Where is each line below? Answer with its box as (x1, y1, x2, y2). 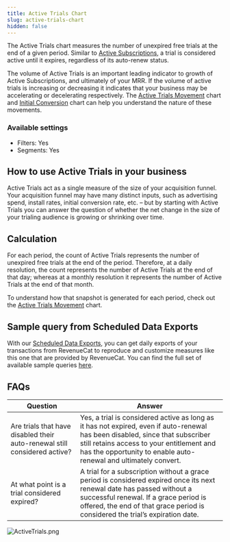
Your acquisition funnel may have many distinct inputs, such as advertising (7, 191, 218, 200)
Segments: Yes (16, 145, 60, 154)
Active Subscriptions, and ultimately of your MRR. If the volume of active (7, 77, 212, 85)
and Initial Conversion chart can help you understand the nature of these (7, 99, 212, 107)
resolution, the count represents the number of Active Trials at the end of (7, 266, 214, 274)
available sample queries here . (7, 361, 94, 369)
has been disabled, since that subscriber (79, 429, 211, 439)
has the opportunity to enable (79, 447, 175, 456)
